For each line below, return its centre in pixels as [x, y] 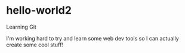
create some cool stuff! [35, 45]
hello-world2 [39, 10]
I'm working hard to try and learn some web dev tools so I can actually [92, 38]
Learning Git [21, 27]
